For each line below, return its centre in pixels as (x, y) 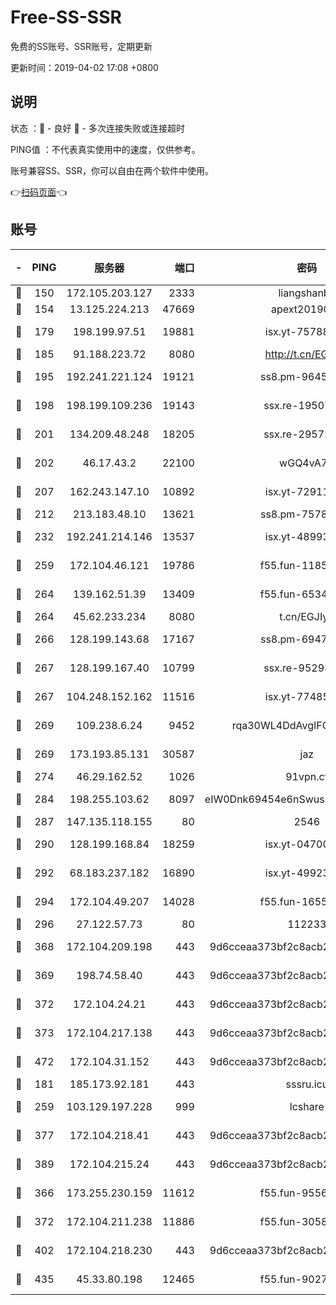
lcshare (307, 1106)
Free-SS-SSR (66, 17)
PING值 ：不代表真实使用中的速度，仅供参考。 (105, 149)
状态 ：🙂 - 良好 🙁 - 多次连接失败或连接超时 (97, 128)
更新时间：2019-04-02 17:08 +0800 (84, 67)
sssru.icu (307, 1084)
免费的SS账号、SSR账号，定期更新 (81, 46)
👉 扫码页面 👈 (39, 192)
